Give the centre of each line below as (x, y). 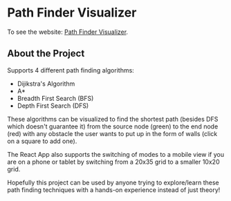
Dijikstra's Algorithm (46, 84)
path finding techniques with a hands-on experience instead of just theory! (114, 190)
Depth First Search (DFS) (53, 106)
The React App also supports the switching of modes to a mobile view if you (116, 154)
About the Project (46, 54)
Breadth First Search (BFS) (55, 98)
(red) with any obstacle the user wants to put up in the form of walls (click (112, 133)
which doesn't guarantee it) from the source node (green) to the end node (113, 126)
